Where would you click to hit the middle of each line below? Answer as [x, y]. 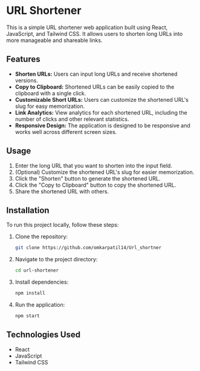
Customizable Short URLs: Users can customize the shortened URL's [102, 99]
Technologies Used [43, 335]
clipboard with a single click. [50, 93]
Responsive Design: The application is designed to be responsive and [102, 125]
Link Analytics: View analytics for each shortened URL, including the [101, 112]
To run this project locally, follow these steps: [63, 225]
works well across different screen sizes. [66, 132]
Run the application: [40, 305]
